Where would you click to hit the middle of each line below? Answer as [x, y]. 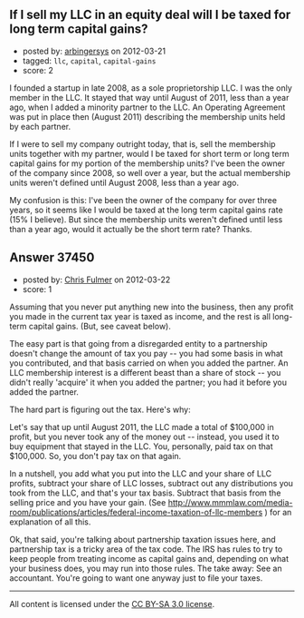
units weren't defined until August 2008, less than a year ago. [124, 182]
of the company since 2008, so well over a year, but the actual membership [150, 172]
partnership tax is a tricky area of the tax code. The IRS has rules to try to [146, 549]
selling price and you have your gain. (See [88, 502]
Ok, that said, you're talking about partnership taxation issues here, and [142, 539]
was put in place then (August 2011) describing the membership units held [147, 116]
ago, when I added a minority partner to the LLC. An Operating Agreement [147, 107]
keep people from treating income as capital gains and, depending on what [149, 558]
